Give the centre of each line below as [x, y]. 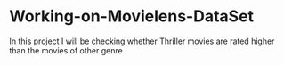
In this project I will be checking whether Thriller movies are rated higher [142, 41]
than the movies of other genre [66, 50]
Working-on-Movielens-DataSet [132, 16]
